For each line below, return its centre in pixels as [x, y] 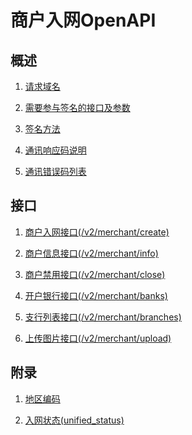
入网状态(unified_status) [74, 420]
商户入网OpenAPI [83, 20]
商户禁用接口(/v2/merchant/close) [95, 274]
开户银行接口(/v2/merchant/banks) [96, 295]
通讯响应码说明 [55, 150]
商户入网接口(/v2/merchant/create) [97, 232]
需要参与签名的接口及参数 [77, 107]
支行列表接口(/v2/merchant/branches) [103, 317]
